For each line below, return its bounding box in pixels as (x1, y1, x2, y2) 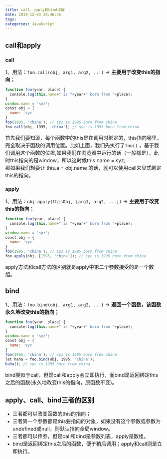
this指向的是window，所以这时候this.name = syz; (10, 157, 126, 164)
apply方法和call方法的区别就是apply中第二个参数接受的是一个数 (5, 263, 155, 270)
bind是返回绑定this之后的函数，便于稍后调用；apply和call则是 (12, 440, 158, 447)
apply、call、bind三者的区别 (5, 396, 95, 404)
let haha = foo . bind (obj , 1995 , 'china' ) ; (5, 356, 95, 362)
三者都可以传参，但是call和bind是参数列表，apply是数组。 (12, 433, 149, 440)
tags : (5, 17, 16, 22)
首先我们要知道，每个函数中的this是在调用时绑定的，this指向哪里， (5, 134, 162, 141)
